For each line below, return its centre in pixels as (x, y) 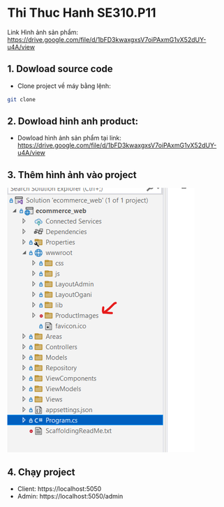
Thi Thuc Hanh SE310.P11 (82, 13)
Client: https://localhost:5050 (59, 489)
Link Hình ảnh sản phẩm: (43, 32)
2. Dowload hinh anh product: (73, 121)
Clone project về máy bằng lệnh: (64, 86)
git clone (22, 99)
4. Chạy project (41, 472)
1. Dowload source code (60, 69)
